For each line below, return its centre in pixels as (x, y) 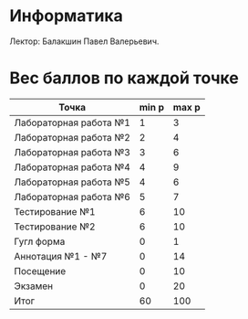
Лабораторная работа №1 (72, 122)
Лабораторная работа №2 (72, 137)
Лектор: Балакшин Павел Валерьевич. (84, 41)
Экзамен (33, 286)
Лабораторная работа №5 (72, 182)
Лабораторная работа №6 (72, 197)
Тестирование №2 (55, 227)
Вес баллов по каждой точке (124, 78)
